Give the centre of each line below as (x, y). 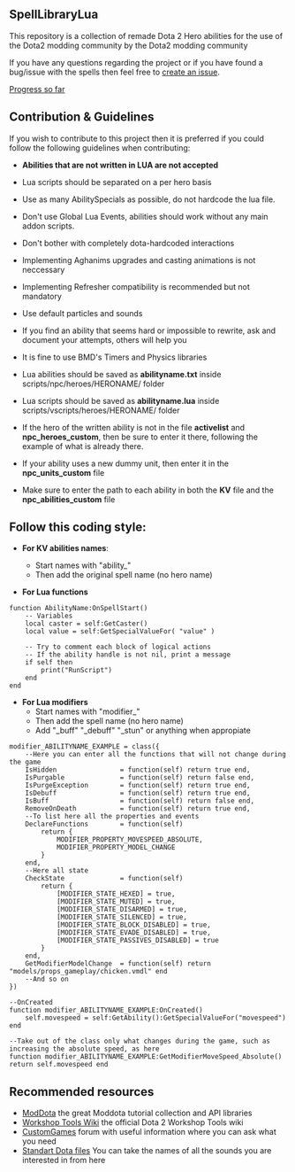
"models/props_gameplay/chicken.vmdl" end (88, 972)
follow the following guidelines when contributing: (100, 147)
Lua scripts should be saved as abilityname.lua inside (121, 400)
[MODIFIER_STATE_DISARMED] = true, (122, 910)
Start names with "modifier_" (87, 711)
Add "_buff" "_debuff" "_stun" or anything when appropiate (143, 731)
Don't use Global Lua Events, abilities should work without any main (145, 216)
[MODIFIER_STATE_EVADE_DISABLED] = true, (134, 933)
